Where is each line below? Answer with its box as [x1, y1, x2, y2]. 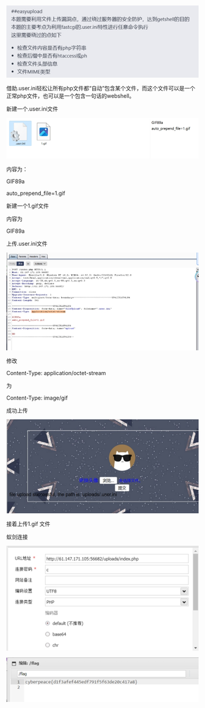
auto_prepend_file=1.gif [6, 189, 65, 197]
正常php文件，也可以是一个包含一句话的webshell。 [6, 92, 135, 100]
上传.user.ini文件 [6, 239, 48, 247]
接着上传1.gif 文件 [6, 520, 51, 528]
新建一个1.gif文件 [6, 202, 49, 210]
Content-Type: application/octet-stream [6, 370, 106, 377]
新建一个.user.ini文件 [6, 105, 59, 112]
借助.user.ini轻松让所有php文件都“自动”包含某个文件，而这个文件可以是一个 [6, 84, 196, 92]
